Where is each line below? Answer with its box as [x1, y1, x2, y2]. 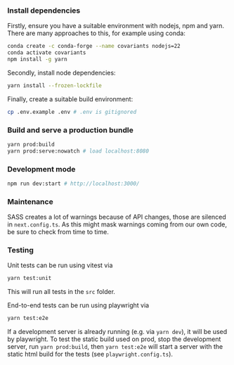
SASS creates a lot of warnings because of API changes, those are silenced [7, 213, 226, 222]
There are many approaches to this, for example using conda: [7, 29, 186, 37]
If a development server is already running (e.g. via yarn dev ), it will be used [7, 328, 228, 336]
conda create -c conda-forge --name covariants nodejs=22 [7, 43, 181, 50]
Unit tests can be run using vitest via [7, 261, 113, 269]
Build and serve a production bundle [7, 125, 134, 135]
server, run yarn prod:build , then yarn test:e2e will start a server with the [7, 342, 223, 351]
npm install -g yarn [7, 56, 68, 63]
